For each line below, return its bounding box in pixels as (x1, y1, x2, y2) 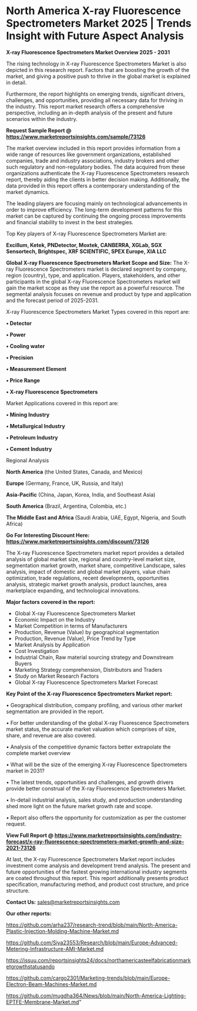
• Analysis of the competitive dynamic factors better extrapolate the (6, 743, 171, 750)
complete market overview (6, 749, 71, 756)
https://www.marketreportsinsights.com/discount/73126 (6, 538, 149, 545)
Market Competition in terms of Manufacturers (14, 622, 128, 629)
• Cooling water (6, 342, 45, 349)
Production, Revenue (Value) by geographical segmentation (14, 628, 160, 635)
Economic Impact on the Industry (14, 616, 95, 623)
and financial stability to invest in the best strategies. (6, 218, 133, 225)
